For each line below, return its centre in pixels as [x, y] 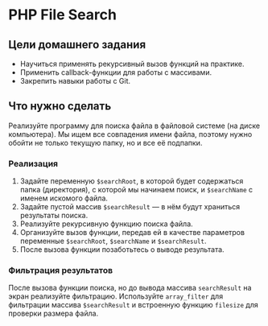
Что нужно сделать [60, 106]
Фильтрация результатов [61, 270]
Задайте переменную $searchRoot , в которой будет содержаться [132, 181]
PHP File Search [62, 15]
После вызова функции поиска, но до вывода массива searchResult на [130, 288]
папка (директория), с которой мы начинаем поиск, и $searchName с [136, 190]
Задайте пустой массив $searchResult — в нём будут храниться [130, 207]
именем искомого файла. [64, 198]
